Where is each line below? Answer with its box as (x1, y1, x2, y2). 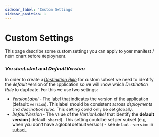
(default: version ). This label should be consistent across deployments (12, 101, 153, 107)
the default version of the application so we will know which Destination (5, 82, 148, 87)
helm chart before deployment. (5, 54, 67, 59)
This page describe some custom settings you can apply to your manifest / (5, 48, 154, 54)
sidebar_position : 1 (5, 12, 47, 16)
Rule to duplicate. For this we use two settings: (5, 86, 98, 92)
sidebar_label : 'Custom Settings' (5, 7, 75, 12)
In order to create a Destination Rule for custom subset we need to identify (5, 76, 154, 82)
